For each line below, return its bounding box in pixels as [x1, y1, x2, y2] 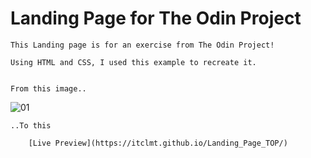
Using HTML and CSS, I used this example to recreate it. [10, 57, 257, 67]
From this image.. [10, 83, 87, 94]
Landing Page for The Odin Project [10, 7, 302, 30]
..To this [10, 120, 52, 131]
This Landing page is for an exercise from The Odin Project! [10, 40, 275, 50]
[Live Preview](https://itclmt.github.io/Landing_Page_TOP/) [28, 138, 288, 148]
